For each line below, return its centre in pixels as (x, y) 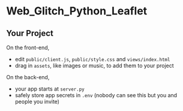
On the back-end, (28, 77)
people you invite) (37, 101)
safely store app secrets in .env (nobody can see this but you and (96, 95)
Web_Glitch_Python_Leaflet (77, 11)
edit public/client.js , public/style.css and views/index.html (92, 59)
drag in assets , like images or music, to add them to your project (94, 65)
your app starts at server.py (50, 89)
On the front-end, (28, 47)
